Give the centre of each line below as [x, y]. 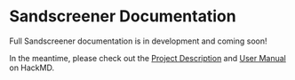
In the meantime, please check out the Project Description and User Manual [148, 58]
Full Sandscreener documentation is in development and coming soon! [138, 41]
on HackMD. [32, 68]
